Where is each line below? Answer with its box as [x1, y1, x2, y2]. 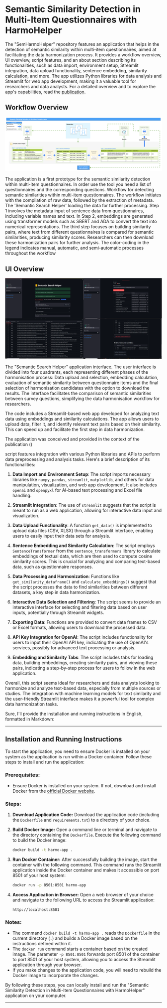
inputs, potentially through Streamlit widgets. [12, 609, 104, 615]
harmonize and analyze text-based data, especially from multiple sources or [5, 685, 162, 691]
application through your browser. [12, 962, 82, 968]
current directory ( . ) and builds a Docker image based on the [12, 935, 138, 941]
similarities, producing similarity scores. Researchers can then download [5, 234, 154, 240]
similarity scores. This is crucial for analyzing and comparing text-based [12, 558, 161, 564]
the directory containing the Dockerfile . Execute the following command [12, 832, 161, 838]
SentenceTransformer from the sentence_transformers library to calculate [12, 548, 161, 554]
